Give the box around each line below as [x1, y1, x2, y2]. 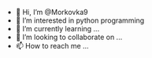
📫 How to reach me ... [15, 42, 89, 50]
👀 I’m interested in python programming [15, 16, 145, 25]
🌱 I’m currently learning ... [15, 24, 100, 33]
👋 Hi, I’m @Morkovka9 [15, 8, 88, 16]
